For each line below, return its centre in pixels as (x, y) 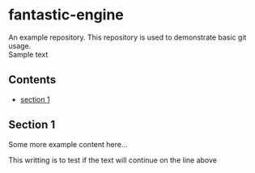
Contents (32, 80)
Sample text (28, 54)
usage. (20, 45)
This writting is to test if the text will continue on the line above (113, 160)
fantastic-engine (66, 15)
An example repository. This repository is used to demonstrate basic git (127, 37)
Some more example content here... (68, 144)
